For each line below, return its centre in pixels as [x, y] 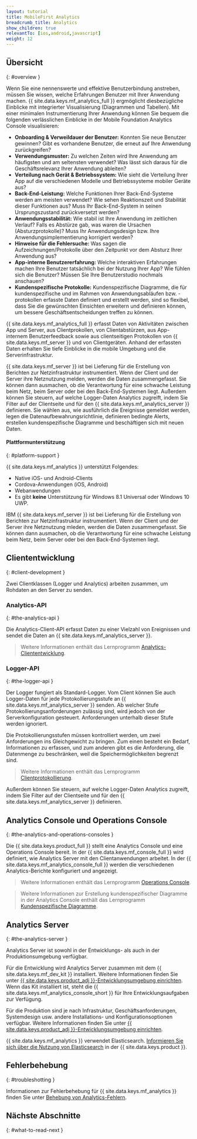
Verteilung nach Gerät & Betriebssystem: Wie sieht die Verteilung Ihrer [101, 175]
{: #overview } [23, 76]
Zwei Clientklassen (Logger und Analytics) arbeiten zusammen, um [87, 584]
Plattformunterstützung [36, 442]
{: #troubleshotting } [30, 1080]
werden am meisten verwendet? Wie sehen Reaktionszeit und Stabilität [100, 199]
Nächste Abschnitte [43, 1116]
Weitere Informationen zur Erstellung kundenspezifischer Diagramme [104, 894]
